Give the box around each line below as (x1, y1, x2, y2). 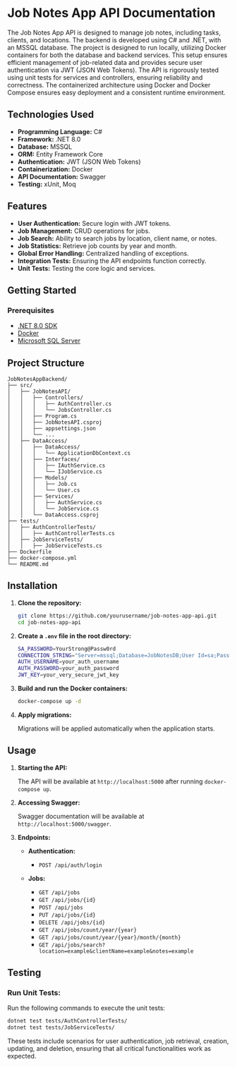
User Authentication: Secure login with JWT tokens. (17, 219, 171, 227)
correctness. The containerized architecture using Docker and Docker (7, 80, 211, 89)
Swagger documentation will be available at (17, 812, 145, 820)
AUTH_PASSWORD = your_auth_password (17, 665, 119, 672)
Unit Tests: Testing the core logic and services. (17, 264, 156, 272)
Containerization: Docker (17, 164, 93, 173)
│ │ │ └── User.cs (7, 487, 80, 494)
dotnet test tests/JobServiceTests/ (7, 1024, 115, 1031)
